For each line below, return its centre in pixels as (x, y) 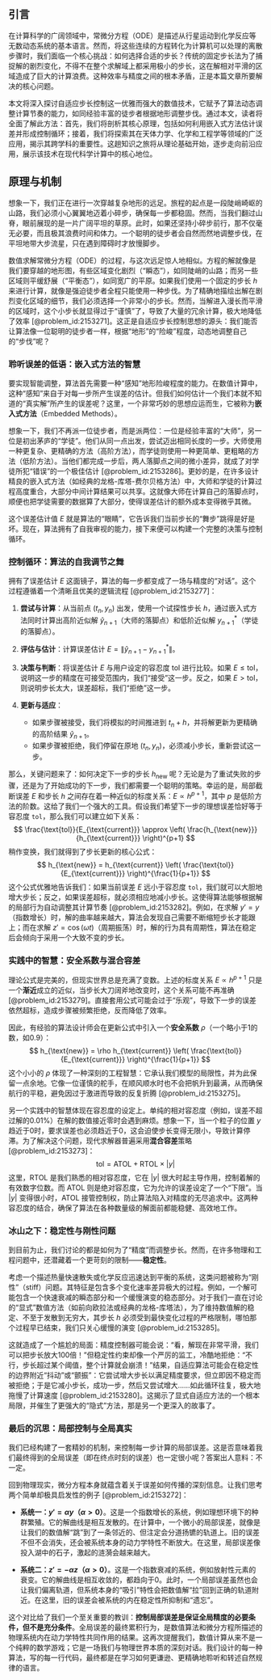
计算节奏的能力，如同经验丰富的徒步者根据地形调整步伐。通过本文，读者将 (139, 113)
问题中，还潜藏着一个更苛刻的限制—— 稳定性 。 (93, 1260)
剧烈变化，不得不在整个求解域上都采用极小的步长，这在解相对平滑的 (142, 65)
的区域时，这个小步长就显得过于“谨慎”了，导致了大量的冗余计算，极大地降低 (135, 310)
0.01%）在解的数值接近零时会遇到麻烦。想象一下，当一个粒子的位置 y (145, 1120)
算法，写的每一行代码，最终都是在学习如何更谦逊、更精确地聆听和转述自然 (132, 1658)
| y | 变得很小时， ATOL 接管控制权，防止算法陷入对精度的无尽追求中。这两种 (133, 1197)
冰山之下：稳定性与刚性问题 (62, 1230)
